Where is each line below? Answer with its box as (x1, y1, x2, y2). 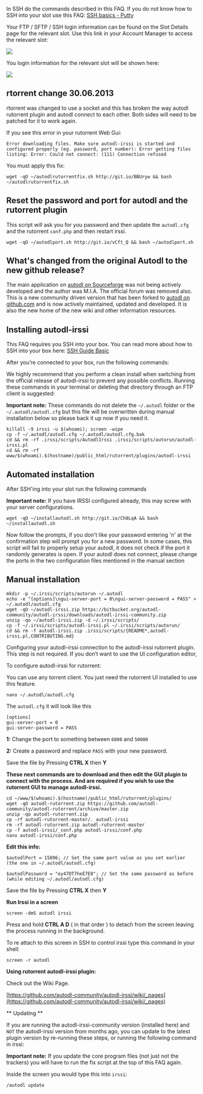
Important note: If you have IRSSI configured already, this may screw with (6, 497, 191, 505)
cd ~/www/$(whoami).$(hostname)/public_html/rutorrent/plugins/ (6, 795, 172, 801)
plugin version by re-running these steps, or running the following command (6, 1034, 197, 1041)
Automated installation (6, 469, 95, 480)
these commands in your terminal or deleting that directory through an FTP (6, 383, 193, 391)
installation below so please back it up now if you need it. (6, 415, 150, 422)
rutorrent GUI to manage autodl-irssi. (6, 784, 102, 791)
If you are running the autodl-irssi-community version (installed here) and (6, 1021, 190, 1029)
